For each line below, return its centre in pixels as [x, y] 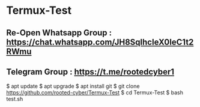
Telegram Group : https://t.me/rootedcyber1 [90, 72]
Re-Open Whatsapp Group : [59, 33]
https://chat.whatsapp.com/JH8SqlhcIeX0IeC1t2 [100, 42]
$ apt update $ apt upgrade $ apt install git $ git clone [73, 86]
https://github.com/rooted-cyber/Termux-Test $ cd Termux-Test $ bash [95, 93]
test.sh [15, 99]
